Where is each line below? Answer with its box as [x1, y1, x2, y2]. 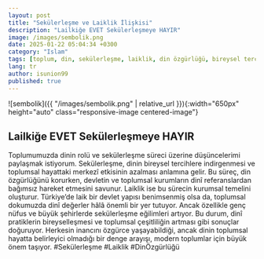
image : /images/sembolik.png [8, 33, 104, 42]
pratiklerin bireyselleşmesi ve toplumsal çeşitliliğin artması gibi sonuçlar [8, 217, 240, 227]
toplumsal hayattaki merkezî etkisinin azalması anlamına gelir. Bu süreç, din [8, 167, 251, 177]
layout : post [8, 11, 51, 20]
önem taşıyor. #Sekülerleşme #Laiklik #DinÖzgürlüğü [8, 243, 180, 252]
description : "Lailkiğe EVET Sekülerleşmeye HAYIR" [8, 26, 181, 34]
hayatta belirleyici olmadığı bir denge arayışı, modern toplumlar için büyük [8, 234, 247, 243]
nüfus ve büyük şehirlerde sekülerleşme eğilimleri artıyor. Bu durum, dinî [8, 209, 243, 218]
